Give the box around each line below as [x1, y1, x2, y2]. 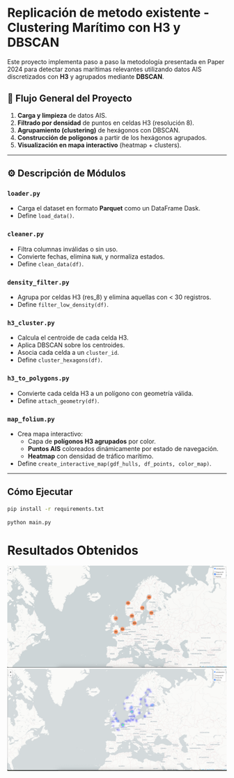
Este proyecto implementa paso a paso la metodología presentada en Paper [7, 57, 225, 66]
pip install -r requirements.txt [7, 505, 104, 512]
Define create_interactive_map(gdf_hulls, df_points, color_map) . [17, 459, 212, 468]
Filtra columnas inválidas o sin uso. [17, 245, 118, 253]
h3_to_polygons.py [7, 374, 70, 383]
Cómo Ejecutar [7, 486, 73, 498]
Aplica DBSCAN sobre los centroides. [17, 341, 125, 349]
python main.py [7, 519, 52, 526]
